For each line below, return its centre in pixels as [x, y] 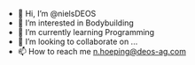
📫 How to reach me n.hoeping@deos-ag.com [101, 51]
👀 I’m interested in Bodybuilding [76, 23]
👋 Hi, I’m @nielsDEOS [57, 14]
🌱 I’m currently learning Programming [86, 32]
